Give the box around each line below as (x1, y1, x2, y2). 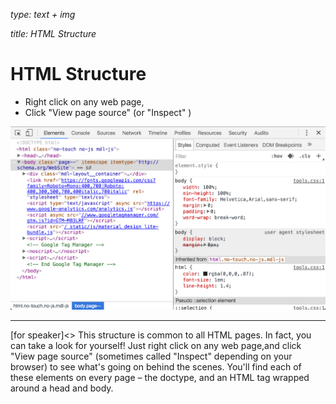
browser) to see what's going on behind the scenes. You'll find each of (10, 360, 302, 373)
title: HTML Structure (10, 28, 97, 39)
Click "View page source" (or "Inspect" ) (24, 106, 192, 118)
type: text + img (10, 9, 76, 20)
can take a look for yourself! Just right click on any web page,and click (10, 339, 302, 351)
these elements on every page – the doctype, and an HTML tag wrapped (10, 371, 310, 383)
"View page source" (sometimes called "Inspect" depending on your (10, 350, 293, 362)
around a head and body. (10, 382, 114, 394)
